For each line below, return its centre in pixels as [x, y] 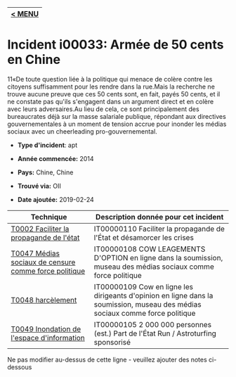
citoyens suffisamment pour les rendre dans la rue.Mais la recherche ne [111, 87]
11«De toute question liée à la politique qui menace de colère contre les [110, 79]
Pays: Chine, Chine [45, 172]
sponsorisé [112, 342]
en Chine [34, 60]
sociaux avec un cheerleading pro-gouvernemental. [83, 131]
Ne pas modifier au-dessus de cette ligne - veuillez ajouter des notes [107, 359]
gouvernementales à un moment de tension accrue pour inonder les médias [117, 124]
